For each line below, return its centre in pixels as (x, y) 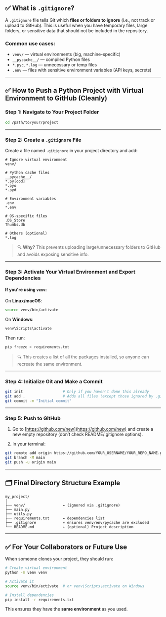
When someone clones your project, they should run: (59, 559)
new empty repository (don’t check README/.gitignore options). (78, 434)
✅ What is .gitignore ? (40, 8)
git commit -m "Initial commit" (38, 401)
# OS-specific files (26, 216)
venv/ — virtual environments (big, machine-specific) (66, 55)
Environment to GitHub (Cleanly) (56, 98)
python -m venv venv (26, 573)
